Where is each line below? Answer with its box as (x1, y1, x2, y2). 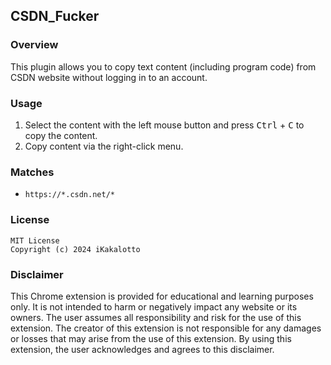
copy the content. (24, 129, 98, 141)
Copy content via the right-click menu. (24, 140, 184, 152)
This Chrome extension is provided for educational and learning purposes (10, 290, 314, 302)
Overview (10, 38, 59, 52)
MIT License (10, 235, 60, 246)
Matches (10, 165, 55, 179)
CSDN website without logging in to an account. (10, 71, 208, 83)
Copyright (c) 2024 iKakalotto (10, 244, 141, 254)
